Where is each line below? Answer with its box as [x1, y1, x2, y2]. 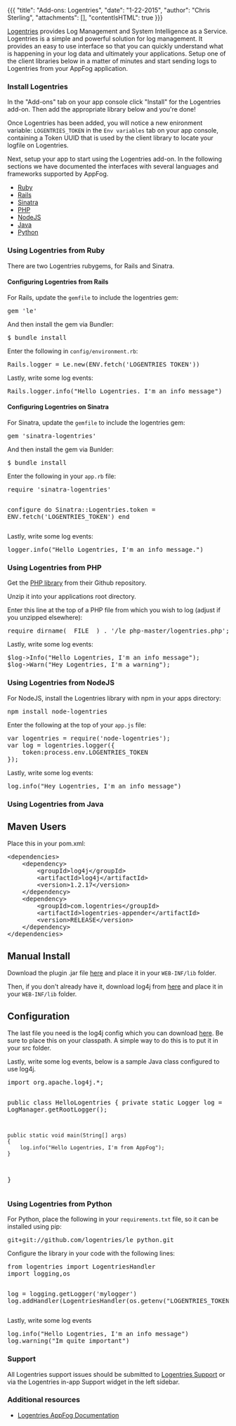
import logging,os [7, 1270, 71, 1278]
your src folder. [7, 1043, 51, 1052]
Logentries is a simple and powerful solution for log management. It [7, 34, 203, 43]
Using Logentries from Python [7, 1199, 112, 1208]
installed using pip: [7, 1222, 62, 1231]
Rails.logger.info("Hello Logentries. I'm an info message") [7, 387, 223, 395]
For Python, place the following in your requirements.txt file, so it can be [7, 1215, 219, 1224]
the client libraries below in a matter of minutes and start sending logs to [7, 57, 217, 65]
